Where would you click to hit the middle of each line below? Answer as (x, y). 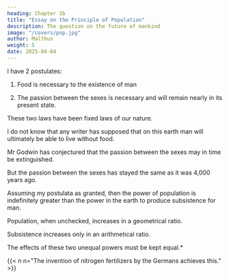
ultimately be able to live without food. (61, 138)
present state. (37, 105)
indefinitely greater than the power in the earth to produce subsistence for (111, 200)
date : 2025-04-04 (32, 52)
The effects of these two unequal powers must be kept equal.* (95, 247)
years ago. (22, 179)
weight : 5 (21, 45)
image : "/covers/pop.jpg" (44, 33)
